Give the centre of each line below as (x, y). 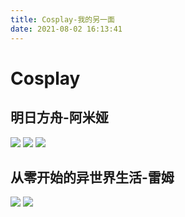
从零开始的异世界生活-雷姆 (92, 177)
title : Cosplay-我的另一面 (62, 19)
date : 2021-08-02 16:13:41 (66, 29)
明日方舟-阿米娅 (59, 117)
